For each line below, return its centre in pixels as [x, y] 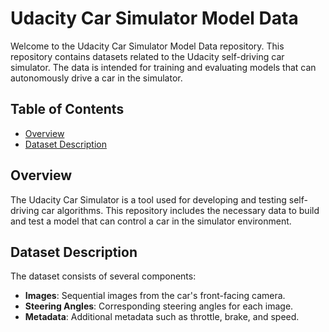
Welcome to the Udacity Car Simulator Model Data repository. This [147, 46]
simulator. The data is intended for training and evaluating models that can [163, 67]
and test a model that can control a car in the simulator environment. [151, 221]
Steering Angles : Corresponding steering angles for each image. [159, 306]
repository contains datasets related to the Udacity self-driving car [147, 56]
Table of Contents [67, 109]
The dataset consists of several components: [103, 276]
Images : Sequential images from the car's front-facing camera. [155, 296]
